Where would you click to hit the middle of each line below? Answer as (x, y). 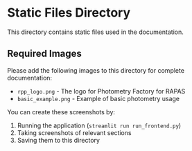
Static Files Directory (69, 13)
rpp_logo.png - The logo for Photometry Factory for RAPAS (101, 91)
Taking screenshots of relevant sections (74, 132)
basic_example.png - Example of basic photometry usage (98, 98)
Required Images (44, 54)
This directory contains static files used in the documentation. (95, 32)
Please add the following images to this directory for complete (96, 70)
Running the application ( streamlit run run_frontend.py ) (99, 125)
